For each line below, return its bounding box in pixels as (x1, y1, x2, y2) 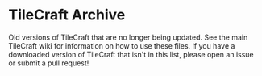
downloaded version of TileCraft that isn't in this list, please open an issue (8, 49, 254, 59)
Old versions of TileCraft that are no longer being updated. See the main (8, 32, 248, 42)
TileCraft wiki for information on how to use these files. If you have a (8, 40, 235, 50)
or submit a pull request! (8, 58, 89, 68)
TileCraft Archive (8, 6, 126, 24)
